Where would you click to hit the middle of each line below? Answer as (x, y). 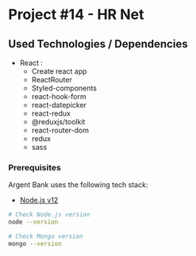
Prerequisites (35, 167)
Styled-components (64, 88)
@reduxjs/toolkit (58, 122)
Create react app (59, 71)
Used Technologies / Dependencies (98, 44)
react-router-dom (60, 130)
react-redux (51, 113)
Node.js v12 (39, 201)
